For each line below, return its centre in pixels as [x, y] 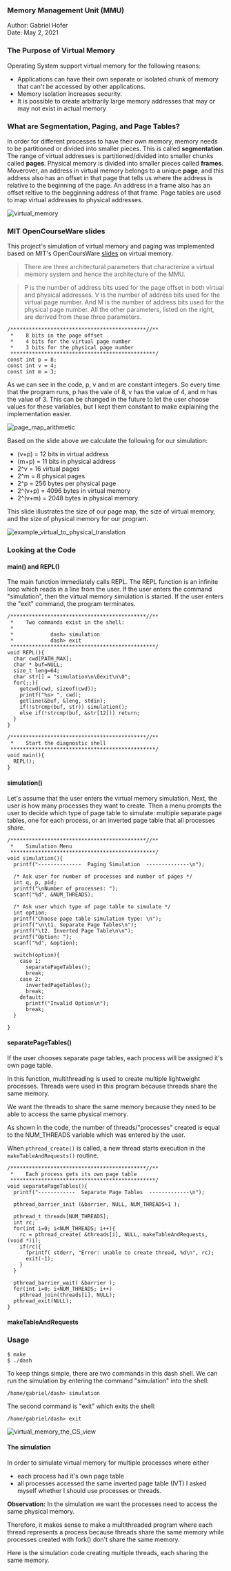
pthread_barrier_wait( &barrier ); [64, 1282]
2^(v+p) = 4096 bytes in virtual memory [74, 491]
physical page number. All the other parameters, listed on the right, [119, 310]
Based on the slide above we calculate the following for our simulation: [108, 441]
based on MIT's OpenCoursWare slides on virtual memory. [90, 253]
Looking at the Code [42, 550]
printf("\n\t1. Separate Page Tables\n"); [75, 925]
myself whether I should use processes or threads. [89, 1490]
